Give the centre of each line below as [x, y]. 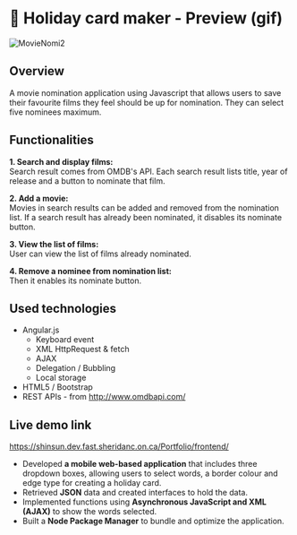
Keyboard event [65, 340]
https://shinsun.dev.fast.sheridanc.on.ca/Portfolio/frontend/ [119, 446]
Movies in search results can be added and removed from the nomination [144, 207]
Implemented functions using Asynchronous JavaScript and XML [144, 502]
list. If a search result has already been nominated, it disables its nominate [146, 217]
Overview [37, 71]
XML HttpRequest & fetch [82, 349]
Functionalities [51, 140]
